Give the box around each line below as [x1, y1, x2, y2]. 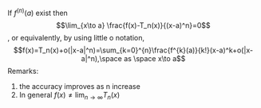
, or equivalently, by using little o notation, [7, 33, 145, 42]
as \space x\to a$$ [124, 53, 186, 63]
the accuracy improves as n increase [18, 81, 140, 91]
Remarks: [7, 66, 39, 75]
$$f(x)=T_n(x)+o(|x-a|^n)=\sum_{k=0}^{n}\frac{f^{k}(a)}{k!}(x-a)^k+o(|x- [14, 45, 253, 55]
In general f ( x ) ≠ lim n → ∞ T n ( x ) [18, 90, 121, 102]
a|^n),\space [81, 53, 123, 63]
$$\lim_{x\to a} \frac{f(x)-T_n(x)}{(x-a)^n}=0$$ [56, 20, 211, 30]
